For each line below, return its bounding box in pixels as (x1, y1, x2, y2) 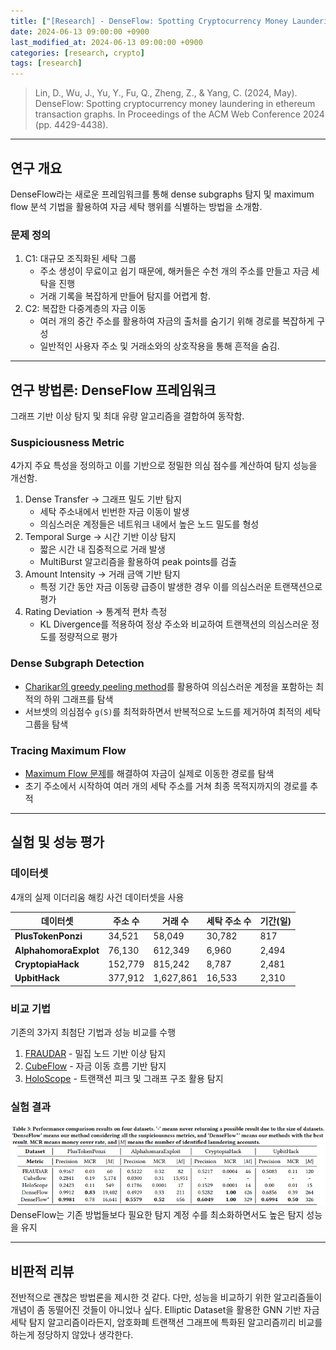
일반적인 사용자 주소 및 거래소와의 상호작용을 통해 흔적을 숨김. (39, 340, 280, 352)
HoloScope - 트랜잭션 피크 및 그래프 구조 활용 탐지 (24, 1072, 224, 1084)
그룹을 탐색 (24, 718, 69, 730)
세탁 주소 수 (206, 915, 252, 927)
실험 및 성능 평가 (10, 834, 105, 851)
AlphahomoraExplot (14, 944, 100, 956)
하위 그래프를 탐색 (43, 693, 114, 705)
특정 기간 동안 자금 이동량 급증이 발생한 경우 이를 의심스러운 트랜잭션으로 (39, 581, 323, 593)
